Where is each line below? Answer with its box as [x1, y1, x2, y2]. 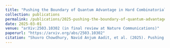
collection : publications [5, 12, 60, 17]
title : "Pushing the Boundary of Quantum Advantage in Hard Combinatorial [5, 7, 166, 12]
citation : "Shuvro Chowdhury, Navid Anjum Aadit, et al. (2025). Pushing [5, 35, 164, 40]
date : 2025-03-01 [5, 21, 42, 26]
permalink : [5, 16, 28, 21]
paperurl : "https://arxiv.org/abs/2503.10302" [5, 30, 105, 35]
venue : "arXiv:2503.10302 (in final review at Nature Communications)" [5, 26, 159, 31]
